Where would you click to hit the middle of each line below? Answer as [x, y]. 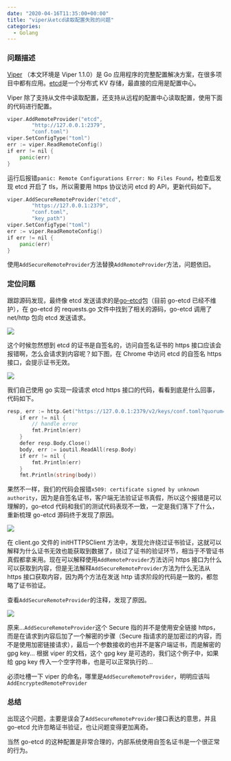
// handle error [55, 424]
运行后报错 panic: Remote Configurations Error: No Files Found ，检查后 [111, 178]
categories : [24, 26]
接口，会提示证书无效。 [40, 362]
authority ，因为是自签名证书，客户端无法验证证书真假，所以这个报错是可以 [114, 498]
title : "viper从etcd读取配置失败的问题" [60, 20]
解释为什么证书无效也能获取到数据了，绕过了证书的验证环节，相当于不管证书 [115, 551]
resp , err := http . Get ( [41, 411]
